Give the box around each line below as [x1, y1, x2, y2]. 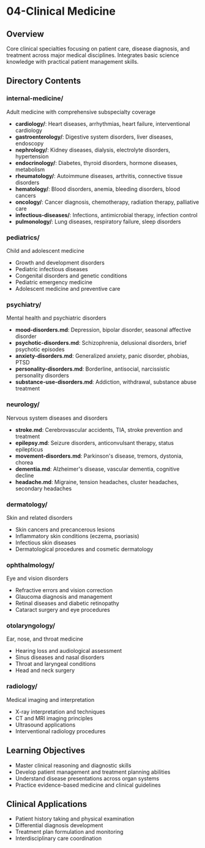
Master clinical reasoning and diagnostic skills [15, 761, 132, 769]
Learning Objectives [6, 746, 86, 756]
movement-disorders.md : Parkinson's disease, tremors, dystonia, [15, 452, 184, 460]
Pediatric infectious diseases [15, 265, 88, 272]
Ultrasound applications [15, 721, 76, 728]
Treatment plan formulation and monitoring [15, 828, 124, 836]
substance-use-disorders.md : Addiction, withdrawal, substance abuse [15, 379, 197, 386]
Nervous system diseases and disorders [6, 414, 108, 422]
